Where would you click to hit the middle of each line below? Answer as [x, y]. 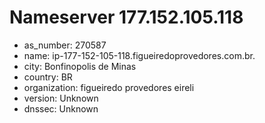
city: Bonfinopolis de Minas [80, 66]
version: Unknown [61, 98]
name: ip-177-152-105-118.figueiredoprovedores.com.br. [139, 55]
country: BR [48, 77]
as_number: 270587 [65, 45]
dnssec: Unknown [61, 108]
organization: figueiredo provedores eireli [109, 87]
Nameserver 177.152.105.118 [126, 17]
